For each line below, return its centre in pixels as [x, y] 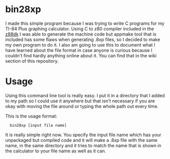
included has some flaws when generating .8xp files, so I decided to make [83, 39]
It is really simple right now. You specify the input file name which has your [83, 135]
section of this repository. [32, 61]
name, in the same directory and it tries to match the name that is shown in [83, 145]
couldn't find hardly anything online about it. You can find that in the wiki [81, 55]
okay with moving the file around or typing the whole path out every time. [82, 106]
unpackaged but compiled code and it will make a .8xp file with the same [81, 140]
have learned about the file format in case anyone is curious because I [79, 50]
